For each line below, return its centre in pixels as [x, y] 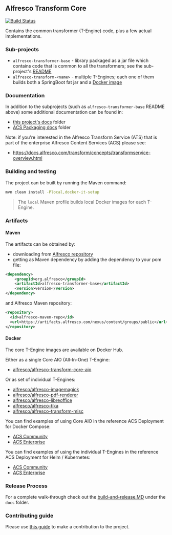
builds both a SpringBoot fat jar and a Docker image [67, 82]
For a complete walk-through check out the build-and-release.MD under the [85, 497]
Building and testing [31, 172]
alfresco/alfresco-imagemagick [46, 389]
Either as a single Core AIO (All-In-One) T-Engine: [58, 359]
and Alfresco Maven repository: [39, 303]
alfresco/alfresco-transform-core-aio [52, 369]
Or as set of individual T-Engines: [40, 379]
